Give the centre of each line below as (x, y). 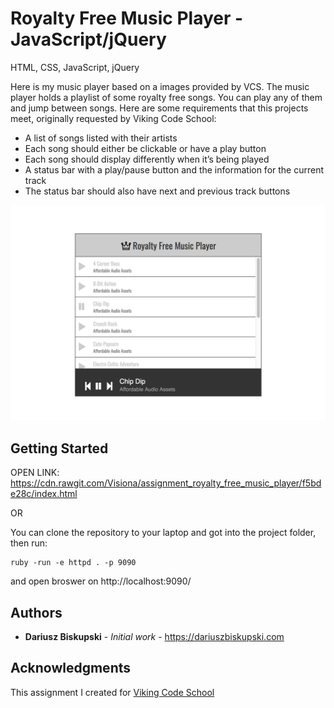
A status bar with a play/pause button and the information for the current (174, 169)
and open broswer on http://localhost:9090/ (101, 581)
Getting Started (59, 448)
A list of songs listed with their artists (101, 138)
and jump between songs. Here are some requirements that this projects (159, 108)
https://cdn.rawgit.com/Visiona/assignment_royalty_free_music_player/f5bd (166, 483)
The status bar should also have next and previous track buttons (157, 191)
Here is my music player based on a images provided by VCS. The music (160, 86)
